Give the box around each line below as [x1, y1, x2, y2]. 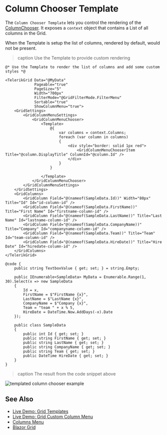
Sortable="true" [34, 99, 68, 104]
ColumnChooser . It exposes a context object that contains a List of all [5, 24, 148, 30]
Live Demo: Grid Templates [12, 408, 68, 414]
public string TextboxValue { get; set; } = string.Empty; [14, 265, 140, 270]
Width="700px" [34, 90, 64, 95]
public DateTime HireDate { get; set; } [23, 353, 108, 358]
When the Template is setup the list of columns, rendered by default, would [5, 39, 160, 45]
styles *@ [5, 68, 26, 74]
